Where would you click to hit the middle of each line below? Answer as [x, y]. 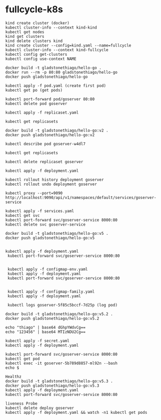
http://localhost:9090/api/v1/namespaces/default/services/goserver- [81, 197]
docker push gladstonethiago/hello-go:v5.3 [52, 385]
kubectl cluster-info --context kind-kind [51, 27]
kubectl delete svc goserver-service [45, 224]
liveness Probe [21, 403]
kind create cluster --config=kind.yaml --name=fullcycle [68, 45]
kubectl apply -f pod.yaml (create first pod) [56, 85]
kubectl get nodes [25, 32]
